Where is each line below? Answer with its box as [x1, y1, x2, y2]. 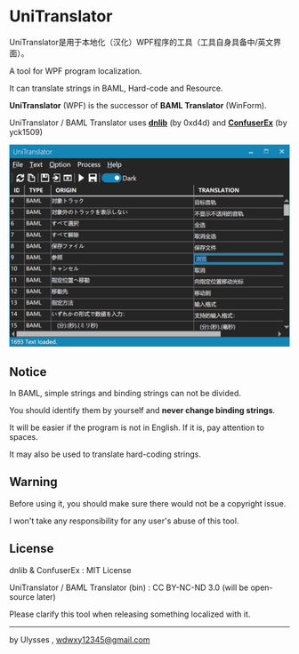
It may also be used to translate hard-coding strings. [9, 449, 202, 459]
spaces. [9, 431, 38, 442]
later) [36, 591, 56, 602]
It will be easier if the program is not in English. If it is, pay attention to [9, 422, 265, 433]
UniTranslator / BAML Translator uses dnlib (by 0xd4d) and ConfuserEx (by [9, 117, 287, 128]
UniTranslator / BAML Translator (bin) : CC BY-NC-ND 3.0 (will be [9, 582, 249, 593]
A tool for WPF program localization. [9, 65, 142, 76]
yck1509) [9, 126, 43, 137]
